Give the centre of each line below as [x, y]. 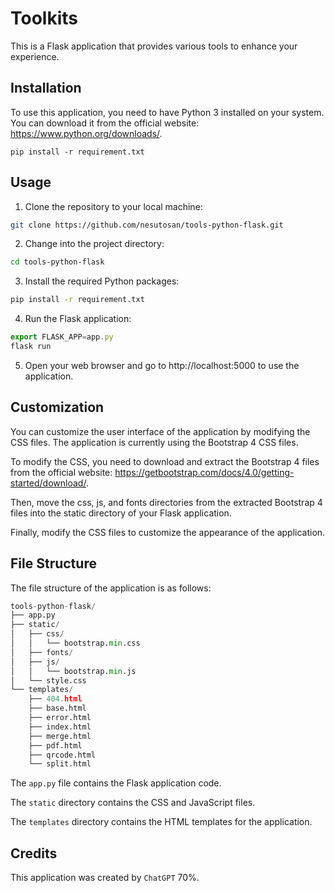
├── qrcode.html [62, 755]
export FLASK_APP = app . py [62, 337]
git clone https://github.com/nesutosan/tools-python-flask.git [147, 225]
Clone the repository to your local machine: [113, 206]
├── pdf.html [55, 745]
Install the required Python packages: [102, 281]
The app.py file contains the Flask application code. [116, 783]
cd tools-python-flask [57, 262]
